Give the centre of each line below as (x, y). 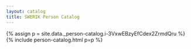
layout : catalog (26, 11)
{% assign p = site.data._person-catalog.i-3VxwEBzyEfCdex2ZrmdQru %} (96, 33)
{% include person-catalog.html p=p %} (54, 40)
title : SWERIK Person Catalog (43, 17)
